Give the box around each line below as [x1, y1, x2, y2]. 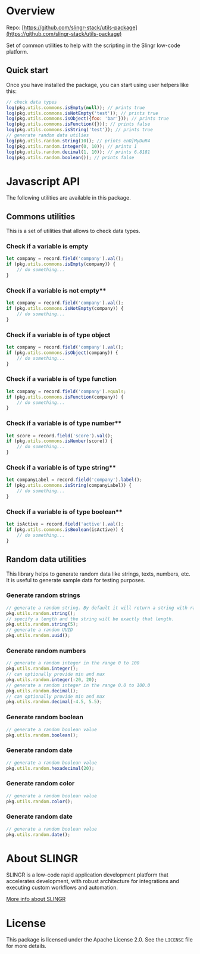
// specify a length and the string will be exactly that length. [6, 616, 174, 622]
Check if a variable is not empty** [6, 286, 107, 294]
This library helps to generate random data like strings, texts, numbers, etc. [6, 570, 190, 577]
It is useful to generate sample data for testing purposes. [6, 576, 146, 583]
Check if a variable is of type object [6, 331, 111, 339]
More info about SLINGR [6, 896, 66, 903]
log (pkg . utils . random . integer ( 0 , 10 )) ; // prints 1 [6, 143, 137, 150]
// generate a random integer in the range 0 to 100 [6, 660, 140, 666]
